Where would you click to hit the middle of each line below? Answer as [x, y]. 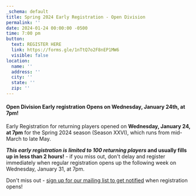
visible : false [30, 55]
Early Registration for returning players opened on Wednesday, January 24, [98, 127]
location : [18, 61]
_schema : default [27, 11]
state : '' [23, 83]
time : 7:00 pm [23, 34]
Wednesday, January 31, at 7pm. [45, 169]
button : [16, 39]
